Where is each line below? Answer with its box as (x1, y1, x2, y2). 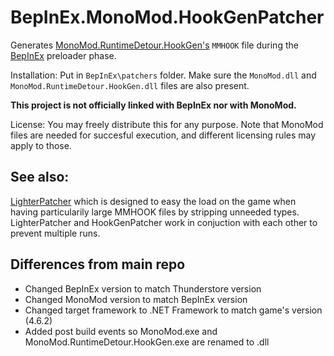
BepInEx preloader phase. (10, 49, 117, 61)
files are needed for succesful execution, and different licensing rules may (10, 129, 317, 141)
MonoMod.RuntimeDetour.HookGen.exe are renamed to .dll (24, 336, 270, 348)
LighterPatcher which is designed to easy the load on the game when (10, 195, 297, 207)
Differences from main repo (10, 256, 186, 273)
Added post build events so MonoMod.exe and (24, 325, 218, 337)
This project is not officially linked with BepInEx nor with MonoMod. (10, 99, 297, 111)
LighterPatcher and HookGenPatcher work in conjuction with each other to (10, 216, 318, 228)
